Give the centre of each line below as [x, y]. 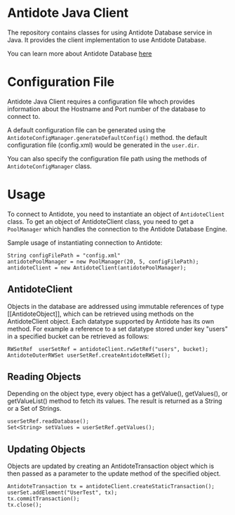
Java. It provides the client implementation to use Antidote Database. [107, 39]
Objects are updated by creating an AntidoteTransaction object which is [111, 466]
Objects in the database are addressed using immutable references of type [116, 306]
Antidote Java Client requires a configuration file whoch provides [101, 101]
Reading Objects [44, 377]
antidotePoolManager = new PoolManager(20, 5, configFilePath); [103, 262]
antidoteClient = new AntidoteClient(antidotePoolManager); [97, 268]
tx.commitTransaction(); [43, 499]
